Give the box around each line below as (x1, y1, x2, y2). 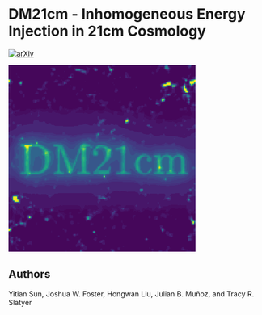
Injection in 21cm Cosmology (8, 22, 206, 40)
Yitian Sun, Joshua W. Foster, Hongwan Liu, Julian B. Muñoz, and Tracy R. (8, 288, 255, 299)
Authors (8, 267, 51, 281)
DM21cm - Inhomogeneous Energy (8, 5, 246, 23)
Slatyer (8, 297, 32, 307)
